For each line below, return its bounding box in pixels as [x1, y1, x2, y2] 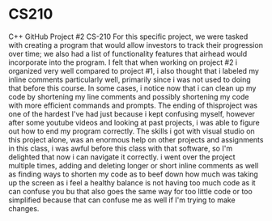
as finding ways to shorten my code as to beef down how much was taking [8, 169, 259, 179]
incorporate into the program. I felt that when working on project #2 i [8, 57, 237, 67]
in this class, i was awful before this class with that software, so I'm [8, 143, 233, 153]
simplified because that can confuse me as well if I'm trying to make [8, 195, 236, 205]
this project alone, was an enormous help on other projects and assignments [8, 134, 264, 144]
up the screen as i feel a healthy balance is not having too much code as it [8, 177, 257, 187]
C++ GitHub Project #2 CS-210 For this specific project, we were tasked [8, 32, 249, 41]
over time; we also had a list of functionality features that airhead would [8, 49, 248, 58]
